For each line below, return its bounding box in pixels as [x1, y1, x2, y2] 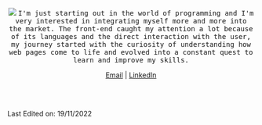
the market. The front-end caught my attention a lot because [9, 24, 253, 33]
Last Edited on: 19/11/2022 [7, 109, 93, 118]
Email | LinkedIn [105, 70, 157, 80]
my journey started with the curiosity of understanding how [10, 40, 252, 48]
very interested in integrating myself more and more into [14, 16, 247, 25]
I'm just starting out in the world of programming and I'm [17, 9, 254, 17]
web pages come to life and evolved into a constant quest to [9, 48, 253, 56]
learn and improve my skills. [72, 55, 189, 64]
